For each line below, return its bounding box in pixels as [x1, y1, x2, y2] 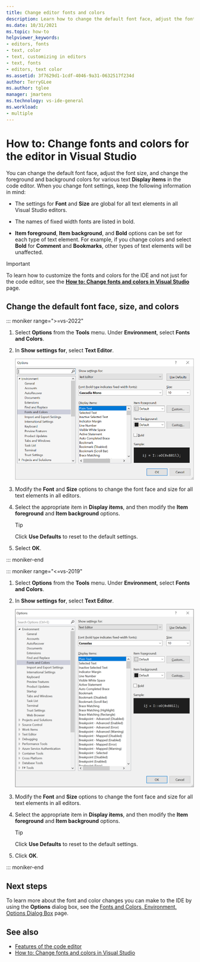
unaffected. [14, 248, 43, 256]
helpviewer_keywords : [6, 35, 60, 41]
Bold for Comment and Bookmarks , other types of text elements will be [14, 242, 192, 249]
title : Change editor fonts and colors [6, 10, 105, 16]
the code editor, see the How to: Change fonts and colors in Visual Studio [6, 278, 189, 285]
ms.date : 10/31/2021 [6, 22, 58, 28]
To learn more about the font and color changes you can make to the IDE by [6, 897, 192, 904]
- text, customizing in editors [6, 54, 86, 60]
